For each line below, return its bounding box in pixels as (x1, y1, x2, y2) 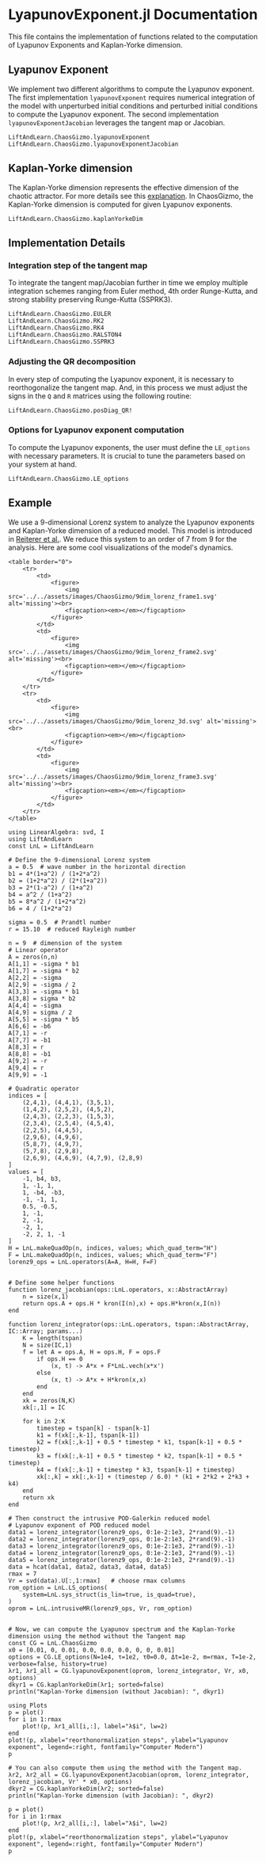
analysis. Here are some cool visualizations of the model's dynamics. (8, 543, 234, 552)
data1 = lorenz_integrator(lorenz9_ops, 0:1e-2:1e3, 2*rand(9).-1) (8, 1528, 236, 1536)
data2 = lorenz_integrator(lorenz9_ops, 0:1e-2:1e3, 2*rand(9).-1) (8, 1535, 236, 1543)
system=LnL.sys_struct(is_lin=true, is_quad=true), (22, 1591, 196, 1598)
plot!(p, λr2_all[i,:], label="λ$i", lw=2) (22, 1819, 169, 1827)
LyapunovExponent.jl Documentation (8, 6, 258, 24)
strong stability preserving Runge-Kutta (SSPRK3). (8, 295, 173, 304)
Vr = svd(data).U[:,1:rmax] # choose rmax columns (8, 1576, 186, 1585)
